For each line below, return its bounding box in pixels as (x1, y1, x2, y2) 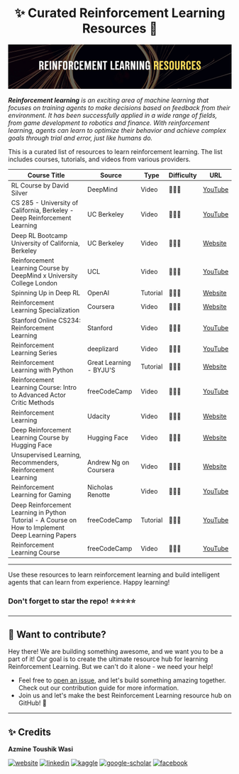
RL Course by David (11, 181, 70, 190)
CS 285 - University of (11, 199, 79, 207)
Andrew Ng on (87, 458, 130, 467)
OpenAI (87, 289, 109, 298)
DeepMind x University (11, 271, 78, 280)
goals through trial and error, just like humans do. (8, 133, 153, 143)
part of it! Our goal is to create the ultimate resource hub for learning (8, 655, 209, 663)
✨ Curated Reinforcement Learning (14, 5, 226, 21)
